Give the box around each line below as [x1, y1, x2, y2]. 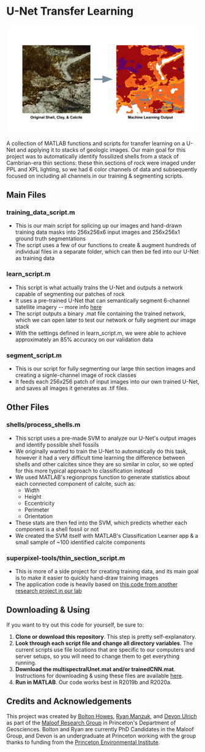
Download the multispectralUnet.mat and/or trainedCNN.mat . [15, 665, 176, 672]
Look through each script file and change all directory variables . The [15, 639, 193, 647]
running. [15, 659, 37, 666]
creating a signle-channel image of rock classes [15, 371, 136, 379]
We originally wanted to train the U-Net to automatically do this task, [15, 447, 188, 455]
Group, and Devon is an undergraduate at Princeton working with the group [6, 732, 196, 739]
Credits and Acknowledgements [6, 696, 132, 707]
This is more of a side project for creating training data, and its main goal [15, 567, 199, 575]
